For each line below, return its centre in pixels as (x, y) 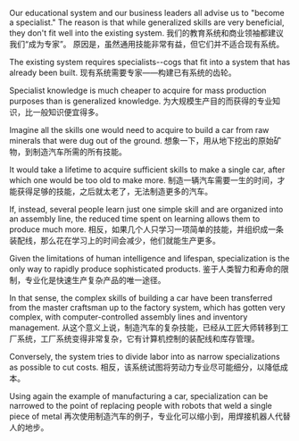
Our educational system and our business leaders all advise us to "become (147, 13)
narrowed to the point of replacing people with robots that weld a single (141, 406)
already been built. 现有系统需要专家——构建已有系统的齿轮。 (123, 72)
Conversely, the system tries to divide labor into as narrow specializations (145, 357)
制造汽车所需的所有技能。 (79, 152)
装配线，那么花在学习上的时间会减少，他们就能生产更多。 (115, 241)
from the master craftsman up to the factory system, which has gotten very (147, 308)
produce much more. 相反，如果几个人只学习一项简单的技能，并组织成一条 (146, 229)
